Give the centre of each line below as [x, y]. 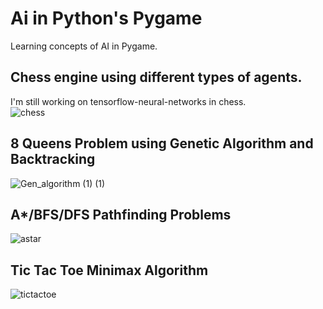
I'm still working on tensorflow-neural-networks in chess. [128, 101]
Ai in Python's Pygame [106, 18]
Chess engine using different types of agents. [156, 77]
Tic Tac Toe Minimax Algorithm [109, 270]
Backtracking [53, 159]
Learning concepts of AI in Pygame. [84, 46]
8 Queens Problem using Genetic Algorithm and [162, 143]
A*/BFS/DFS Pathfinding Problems [121, 214]
